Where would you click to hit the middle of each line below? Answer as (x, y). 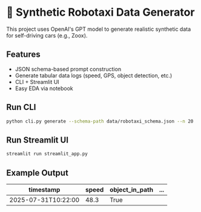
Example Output (37, 172)
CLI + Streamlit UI (37, 82)
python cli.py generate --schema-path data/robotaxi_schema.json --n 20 (100, 121)
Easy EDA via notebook (44, 88)
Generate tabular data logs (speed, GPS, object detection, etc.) (94, 75)
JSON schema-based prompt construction (68, 69)
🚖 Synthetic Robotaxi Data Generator (100, 12)
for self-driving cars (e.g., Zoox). (47, 35)
